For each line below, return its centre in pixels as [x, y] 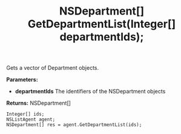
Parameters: [22, 79]
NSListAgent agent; [31, 119]
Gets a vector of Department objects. [52, 68]
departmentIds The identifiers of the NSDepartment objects [90, 92]
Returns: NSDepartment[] [39, 103]
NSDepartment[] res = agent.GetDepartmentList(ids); [74, 125]
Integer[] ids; [25, 114]
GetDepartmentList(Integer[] [102, 24]
